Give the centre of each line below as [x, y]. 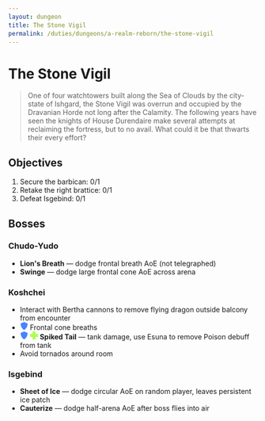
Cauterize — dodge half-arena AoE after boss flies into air [114, 408]
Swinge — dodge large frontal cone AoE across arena [108, 272]
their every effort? [57, 138]
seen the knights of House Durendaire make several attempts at [131, 121]
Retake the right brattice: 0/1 [66, 190]
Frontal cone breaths [63, 327]
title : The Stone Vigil [47, 25]
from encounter [45, 318]
